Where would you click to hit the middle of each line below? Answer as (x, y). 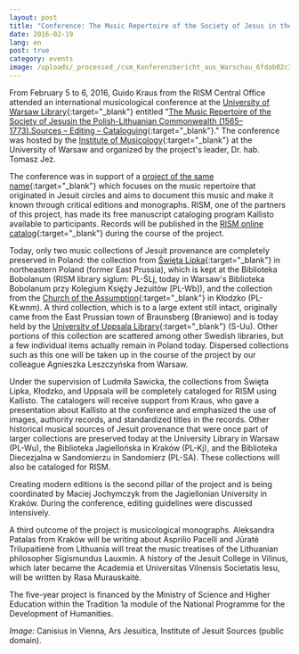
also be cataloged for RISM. (60, 467)
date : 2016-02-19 (41, 34)
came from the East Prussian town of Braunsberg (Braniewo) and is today (144, 317)
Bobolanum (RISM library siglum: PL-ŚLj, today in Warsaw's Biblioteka (137, 278)
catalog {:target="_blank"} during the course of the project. (117, 233)
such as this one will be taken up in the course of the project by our (133, 354)
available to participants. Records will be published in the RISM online (137, 223)
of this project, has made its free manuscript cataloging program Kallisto (141, 214)
